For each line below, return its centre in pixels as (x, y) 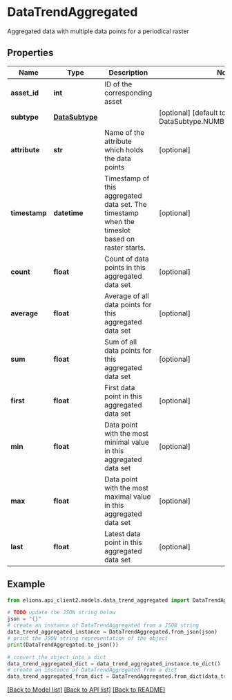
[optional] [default (188, 113)
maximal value (128, 497)
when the (119, 221)
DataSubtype (76, 117)
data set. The (126, 204)
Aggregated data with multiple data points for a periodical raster (98, 31)
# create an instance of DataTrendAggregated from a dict (92, 670)
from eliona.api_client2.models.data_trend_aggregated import (98, 600)
